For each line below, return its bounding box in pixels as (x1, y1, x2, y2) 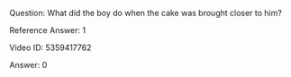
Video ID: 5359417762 (9, 42, 92, 53)
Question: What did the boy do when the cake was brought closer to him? (9, 8, 282, 18)
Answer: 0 (9, 60, 48, 70)
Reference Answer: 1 (9, 25, 86, 35)
